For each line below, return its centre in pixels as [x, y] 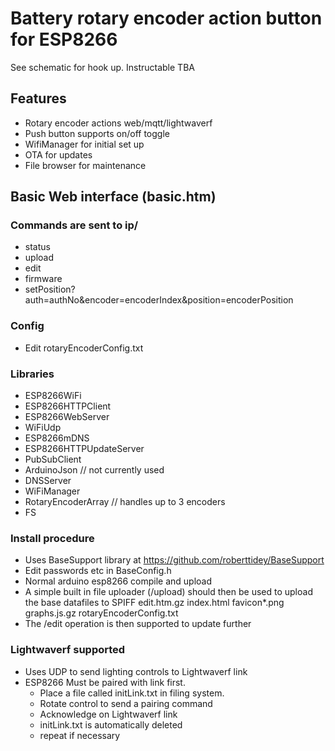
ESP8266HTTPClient [68, 406]
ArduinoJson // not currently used [94, 470]
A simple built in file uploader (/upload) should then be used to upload [168, 592]
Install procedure [52, 538]
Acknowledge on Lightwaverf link [108, 714]
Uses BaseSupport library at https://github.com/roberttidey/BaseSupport [174, 560]
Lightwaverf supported [68, 650]
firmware [43, 279]
